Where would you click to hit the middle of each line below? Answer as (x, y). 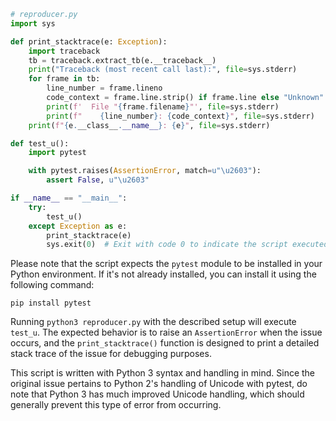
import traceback (64, 51)
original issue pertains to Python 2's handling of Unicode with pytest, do (159, 384)
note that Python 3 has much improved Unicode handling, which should (157, 394)
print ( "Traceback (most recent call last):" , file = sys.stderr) (163, 70)
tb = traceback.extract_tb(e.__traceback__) (122, 60)
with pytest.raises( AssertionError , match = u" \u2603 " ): (145, 171)
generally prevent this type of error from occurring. (116, 405)
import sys (33, 23)
